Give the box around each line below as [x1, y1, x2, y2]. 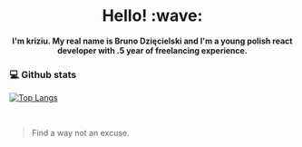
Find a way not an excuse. [31, 128, 130, 139]
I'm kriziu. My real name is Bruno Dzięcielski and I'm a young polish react [12, 35, 293, 46]
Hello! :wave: [102, 5, 203, 26]
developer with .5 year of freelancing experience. [57, 44, 248, 55]
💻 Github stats [9, 68, 77, 81]
